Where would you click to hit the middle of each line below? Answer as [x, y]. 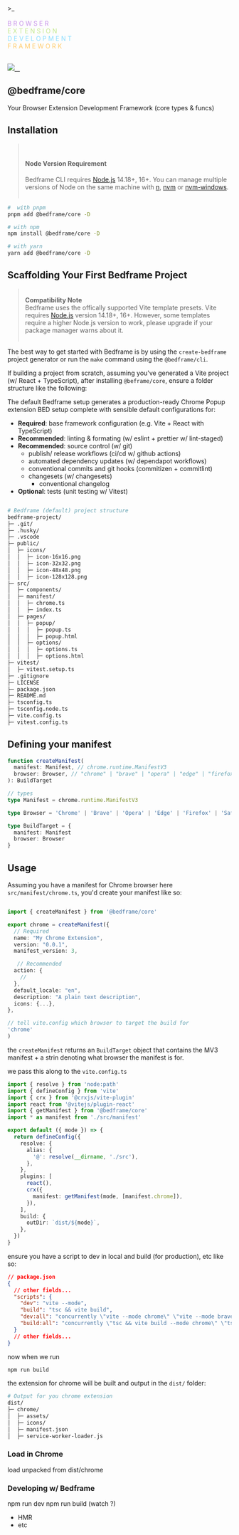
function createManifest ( [46, 761]
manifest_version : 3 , [46, 951]
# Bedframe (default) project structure [68, 510]
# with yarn [25, 247]
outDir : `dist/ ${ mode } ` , [63, 1223]
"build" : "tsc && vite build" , [67, 1310]
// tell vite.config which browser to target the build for [99, 1023]
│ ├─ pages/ [27, 616]
